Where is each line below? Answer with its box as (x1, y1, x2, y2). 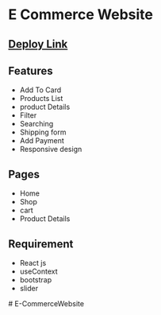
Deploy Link (8, 37, 68, 51)
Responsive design (19, 145, 82, 154)
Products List (19, 94, 63, 103)
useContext (19, 266, 58, 276)
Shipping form (19, 127, 67, 137)
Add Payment (19, 136, 65, 146)
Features (8, 64, 53, 77)
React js (19, 259, 47, 268)
